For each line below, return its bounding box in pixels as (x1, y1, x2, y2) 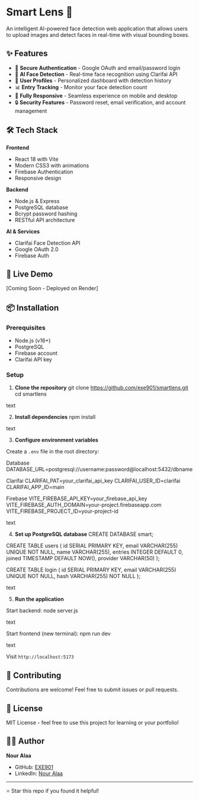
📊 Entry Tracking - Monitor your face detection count (14, 83, 147, 91)
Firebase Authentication (14, 168, 73, 175)
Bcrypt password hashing (14, 210, 78, 217)
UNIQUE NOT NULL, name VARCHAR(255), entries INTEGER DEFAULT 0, (6, 548, 184, 555)
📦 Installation (6, 303, 59, 313)
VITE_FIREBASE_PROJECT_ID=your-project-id (6, 507, 118, 515)
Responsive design (14, 174, 62, 182)
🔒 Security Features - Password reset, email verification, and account (14, 99, 186, 106)
